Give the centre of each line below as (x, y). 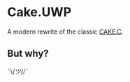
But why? (28, 54)
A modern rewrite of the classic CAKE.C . (65, 32)
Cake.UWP (39, 12)
